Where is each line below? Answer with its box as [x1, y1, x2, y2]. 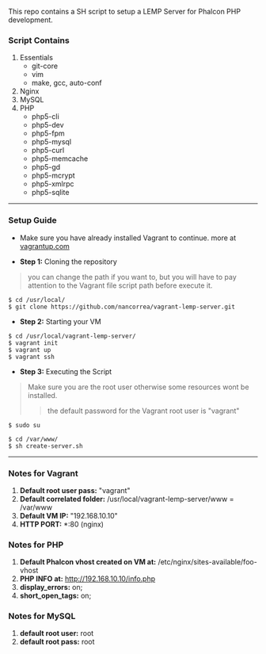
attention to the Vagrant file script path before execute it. [27, 281, 213, 290]
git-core [31, 61, 58, 71]
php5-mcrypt [31, 170, 75, 181]
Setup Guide [8, 215, 57, 226]
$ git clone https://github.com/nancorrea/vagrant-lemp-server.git [8, 303, 236, 311]
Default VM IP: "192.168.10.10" [19, 511, 119, 520]
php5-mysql [31, 137, 72, 147]
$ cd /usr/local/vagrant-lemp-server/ [8, 332, 136, 340]
